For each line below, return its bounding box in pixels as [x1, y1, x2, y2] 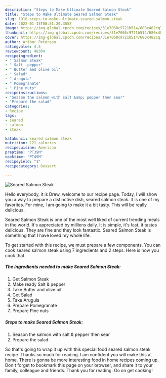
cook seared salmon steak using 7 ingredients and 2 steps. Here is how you [5, 247, 159, 253]
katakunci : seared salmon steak [5, 136, 72, 141]
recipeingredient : [5, 53, 43, 58]
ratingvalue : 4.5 [5, 44, 41, 49]
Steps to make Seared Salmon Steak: [5, 319, 83, 325]
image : [5, 26, 19, 31]
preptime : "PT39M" [5, 150, 43, 155]
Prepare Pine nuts [12, 308, 49, 314]
